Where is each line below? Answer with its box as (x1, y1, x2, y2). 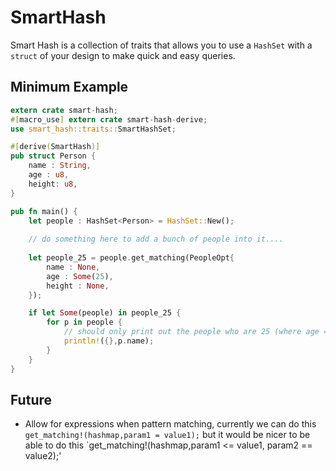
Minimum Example (10, 79, 129, 96)
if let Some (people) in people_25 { (28, 308, 182, 318)
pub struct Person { (10, 151, 97, 161)
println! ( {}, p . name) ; (63, 336, 155, 346)
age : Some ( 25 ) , (46, 271, 114, 281)
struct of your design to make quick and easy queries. (10, 49, 236, 61)
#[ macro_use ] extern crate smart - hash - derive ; (10, 114, 208, 125)
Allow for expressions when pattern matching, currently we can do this (24, 418, 317, 430)
